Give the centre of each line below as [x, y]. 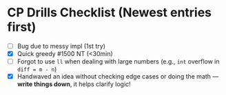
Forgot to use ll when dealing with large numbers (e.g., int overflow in [118, 62]
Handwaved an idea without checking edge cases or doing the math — [118, 77]
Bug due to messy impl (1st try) [61, 46]
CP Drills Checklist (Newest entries [110, 13]
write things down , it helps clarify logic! [74, 84]
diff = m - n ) [37, 69]
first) [22, 27]
